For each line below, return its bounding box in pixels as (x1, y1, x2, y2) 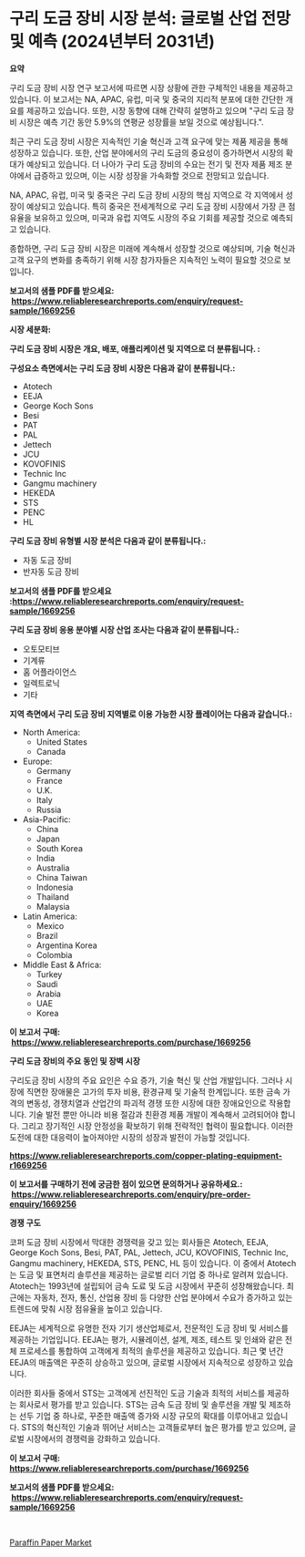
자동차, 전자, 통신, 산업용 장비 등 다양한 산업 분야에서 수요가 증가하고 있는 (33, 1292, 293, 1303)
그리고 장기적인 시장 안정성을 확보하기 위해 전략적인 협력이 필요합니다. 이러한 (21, 1120, 294, 1131)
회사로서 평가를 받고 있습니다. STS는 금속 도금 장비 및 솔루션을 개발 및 (18, 1398, 267, 1409)
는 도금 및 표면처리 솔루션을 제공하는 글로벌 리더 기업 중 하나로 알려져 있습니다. (9, 1269, 289, 1280)
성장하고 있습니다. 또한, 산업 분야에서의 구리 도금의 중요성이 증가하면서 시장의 (9, 147, 284, 158)
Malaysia (36, 901, 70, 912)
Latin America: (22, 911, 77, 922)
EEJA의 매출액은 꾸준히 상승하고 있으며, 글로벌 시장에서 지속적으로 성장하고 (9, 1356, 278, 1367)
